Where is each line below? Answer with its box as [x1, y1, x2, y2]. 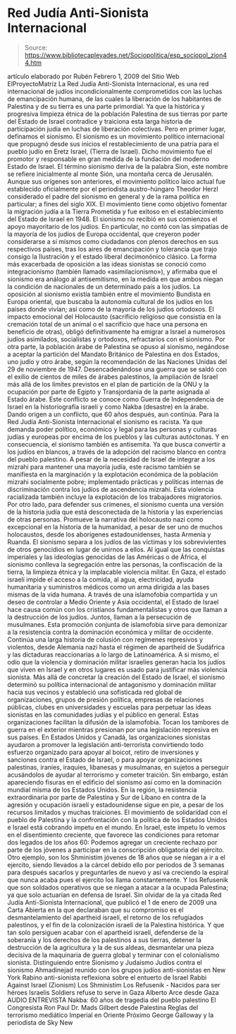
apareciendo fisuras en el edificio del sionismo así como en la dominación [7, 777, 222, 786]
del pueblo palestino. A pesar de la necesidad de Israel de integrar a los [7, 454, 216, 464]
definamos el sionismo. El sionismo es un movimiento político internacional [7, 132, 225, 141]
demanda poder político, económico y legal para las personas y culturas [7, 425, 217, 433]
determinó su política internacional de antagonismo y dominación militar [7, 680, 217, 688]
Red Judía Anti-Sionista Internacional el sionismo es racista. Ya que [7, 417, 203, 425]
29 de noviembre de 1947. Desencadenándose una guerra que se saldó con [7, 365, 228, 373]
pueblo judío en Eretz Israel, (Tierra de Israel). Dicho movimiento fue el [7, 147, 213, 155]
